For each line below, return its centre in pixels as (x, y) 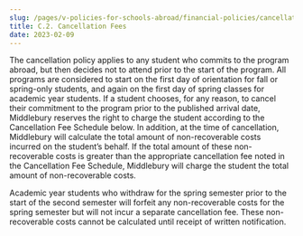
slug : (19, 18)
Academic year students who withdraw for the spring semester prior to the (148, 193)
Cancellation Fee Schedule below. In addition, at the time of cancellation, (144, 127)
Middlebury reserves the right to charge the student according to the (137, 118)
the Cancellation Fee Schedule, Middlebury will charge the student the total (149, 166)
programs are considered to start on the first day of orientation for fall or (144, 80)
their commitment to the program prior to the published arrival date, (135, 109)
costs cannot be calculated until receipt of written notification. (171, 222)
